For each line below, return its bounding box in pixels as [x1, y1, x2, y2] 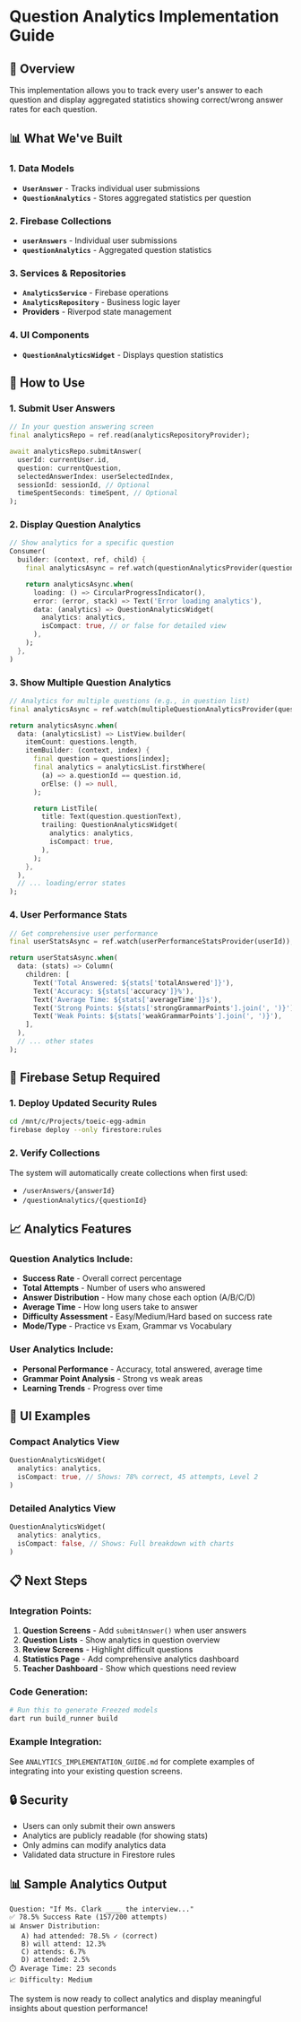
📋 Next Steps [9, 1573, 88, 1589]
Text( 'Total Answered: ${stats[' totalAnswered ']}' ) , [32, 978, 235, 988]
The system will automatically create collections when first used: [9, 1167, 248, 1178]
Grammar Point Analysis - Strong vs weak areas [21, 1373, 203, 1383]
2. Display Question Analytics [9, 519, 142, 531]
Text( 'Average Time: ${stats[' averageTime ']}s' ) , [32, 995, 222, 1004]
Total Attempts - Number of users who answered [21, 1283, 206, 1294]
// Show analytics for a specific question [9, 538, 175, 548]
